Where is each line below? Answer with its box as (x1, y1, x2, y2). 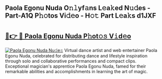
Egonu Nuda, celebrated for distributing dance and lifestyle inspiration (5, 53, 148, 58)
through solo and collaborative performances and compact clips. (5, 58, 137, 64)
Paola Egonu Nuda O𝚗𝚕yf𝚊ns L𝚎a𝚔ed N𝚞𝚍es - (5, 4, 151, 12)
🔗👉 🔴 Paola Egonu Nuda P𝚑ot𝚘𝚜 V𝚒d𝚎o (5, 32, 131, 40)
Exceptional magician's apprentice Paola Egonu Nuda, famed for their (5, 63, 146, 69)
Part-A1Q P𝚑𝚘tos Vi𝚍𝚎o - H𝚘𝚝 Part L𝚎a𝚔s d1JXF (5, 12, 157, 20)
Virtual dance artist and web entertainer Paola (64, 48, 158, 53)
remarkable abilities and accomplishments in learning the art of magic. (5, 69, 148, 74)
